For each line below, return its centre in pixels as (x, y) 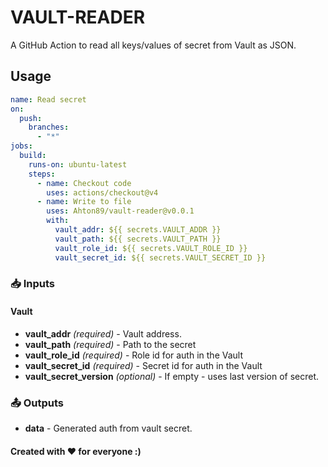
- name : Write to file (84, 202)
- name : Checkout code (84, 183)
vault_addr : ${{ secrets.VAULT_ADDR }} (138, 230)
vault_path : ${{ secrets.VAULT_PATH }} (138, 239)
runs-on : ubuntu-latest (78, 164)
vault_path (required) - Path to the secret (110, 344)
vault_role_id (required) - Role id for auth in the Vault (133, 355)
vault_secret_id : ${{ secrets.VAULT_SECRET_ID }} (160, 257)
